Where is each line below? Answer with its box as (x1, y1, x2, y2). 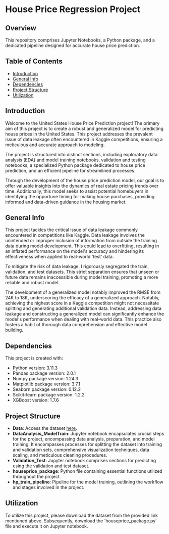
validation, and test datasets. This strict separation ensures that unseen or (5, 269, 160, 275)
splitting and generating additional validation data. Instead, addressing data (5, 305, 162, 312)
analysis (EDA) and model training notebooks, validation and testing (5, 157, 146, 163)
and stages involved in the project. (12, 484, 85, 491)
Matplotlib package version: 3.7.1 (12, 381, 81, 387)
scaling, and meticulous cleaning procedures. (12, 452, 107, 458)
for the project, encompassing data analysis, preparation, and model (12, 436, 155, 442)
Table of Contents (5, 57, 63, 66)
